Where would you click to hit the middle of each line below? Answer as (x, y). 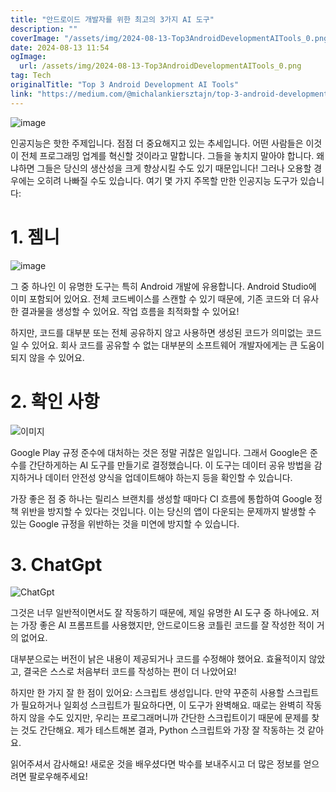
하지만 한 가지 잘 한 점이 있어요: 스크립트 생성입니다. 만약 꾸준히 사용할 (147, 693)
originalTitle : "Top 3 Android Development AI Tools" (125, 85)
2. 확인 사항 (55, 401)
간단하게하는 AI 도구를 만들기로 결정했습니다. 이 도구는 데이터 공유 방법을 (170, 465)
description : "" (44, 29)
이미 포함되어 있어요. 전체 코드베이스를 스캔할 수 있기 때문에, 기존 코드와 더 (155, 298)
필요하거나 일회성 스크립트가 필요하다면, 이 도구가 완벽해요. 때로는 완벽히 (162, 705)
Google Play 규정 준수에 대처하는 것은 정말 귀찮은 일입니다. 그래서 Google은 (159, 452)
